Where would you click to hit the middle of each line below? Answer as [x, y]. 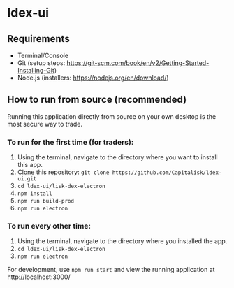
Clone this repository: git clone [63, 172]
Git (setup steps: [41, 63]
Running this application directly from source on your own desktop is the [112, 116]
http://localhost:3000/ [39, 277]
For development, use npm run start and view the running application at [111, 270]
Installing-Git [36, 70]
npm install [35, 194]
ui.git [27, 179]
